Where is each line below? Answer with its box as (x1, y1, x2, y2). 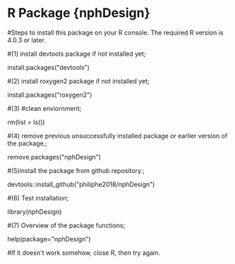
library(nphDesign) (7, 207, 62, 216)
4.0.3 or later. (7, 35, 46, 44)
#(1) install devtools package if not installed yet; (7, 49, 146, 58)
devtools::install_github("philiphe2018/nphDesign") (7, 180, 155, 188)
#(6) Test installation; (7, 193, 69, 202)
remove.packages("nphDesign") (7, 152, 101, 161)
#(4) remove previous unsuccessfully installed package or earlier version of (7, 131, 228, 140)
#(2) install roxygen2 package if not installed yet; (7, 76, 150, 85)
